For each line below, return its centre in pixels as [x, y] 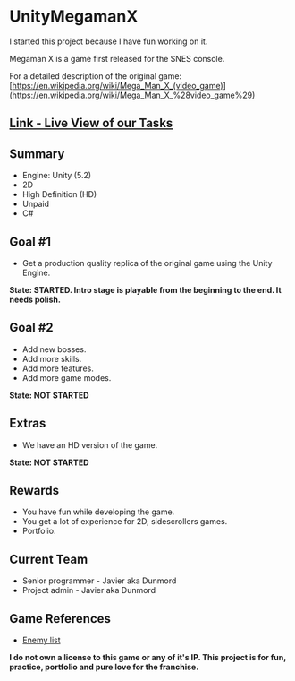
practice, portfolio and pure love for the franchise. [104, 667]
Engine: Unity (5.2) [57, 176]
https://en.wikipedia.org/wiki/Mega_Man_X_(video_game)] [119, 85]
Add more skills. [52, 358]
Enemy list [41, 640]
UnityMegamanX [74, 17]
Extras [28, 423]
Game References [60, 619]
